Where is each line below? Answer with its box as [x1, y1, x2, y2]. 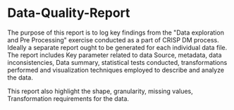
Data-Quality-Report [7, 5, 130, 21]
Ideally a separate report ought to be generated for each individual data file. [7, 43, 228, 51]
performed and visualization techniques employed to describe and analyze [7, 66, 224, 74]
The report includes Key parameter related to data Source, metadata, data [7, 51, 222, 59]
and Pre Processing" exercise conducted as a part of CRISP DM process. [7, 35, 220, 44]
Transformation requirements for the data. [7, 94, 129, 103]
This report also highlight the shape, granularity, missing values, [7, 87, 193, 95]
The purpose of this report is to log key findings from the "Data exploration [7, 28, 224, 37]
